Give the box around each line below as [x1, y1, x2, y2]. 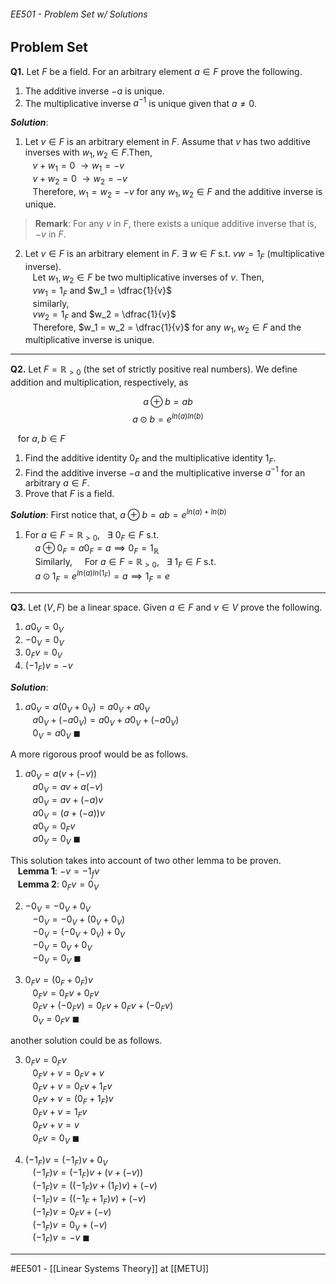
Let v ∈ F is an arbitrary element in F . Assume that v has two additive [24, 136, 311, 148]
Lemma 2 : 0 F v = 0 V [17, 878, 99, 892]
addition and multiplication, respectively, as [10, 376, 189, 389]
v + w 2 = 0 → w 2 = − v [32, 172, 128, 187]
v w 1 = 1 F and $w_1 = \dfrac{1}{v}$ [32, 285, 172, 299]
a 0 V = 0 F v [32, 820, 76, 834]
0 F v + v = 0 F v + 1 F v [32, 1080, 113, 1094]
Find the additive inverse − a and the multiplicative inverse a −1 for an [24, 465, 306, 479]
